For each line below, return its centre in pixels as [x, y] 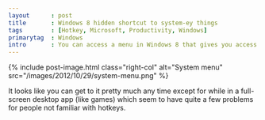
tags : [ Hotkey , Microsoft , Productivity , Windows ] [108, 30]
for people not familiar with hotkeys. [67, 108]
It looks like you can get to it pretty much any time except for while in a [124, 91]
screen [20, 99]
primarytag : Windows [46, 37]
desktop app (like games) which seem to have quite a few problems [143, 99]
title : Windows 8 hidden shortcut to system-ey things [113, 23]
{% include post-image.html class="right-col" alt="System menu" [116, 67]
